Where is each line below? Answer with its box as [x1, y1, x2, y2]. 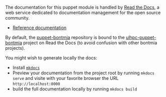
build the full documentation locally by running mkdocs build [12, 86, 137, 92]
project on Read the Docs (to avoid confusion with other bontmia [23, 40, 157, 46]
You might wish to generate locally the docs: [5, 55, 97, 61]
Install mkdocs [12, 65, 40, 70]
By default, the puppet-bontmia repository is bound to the [5, 35, 125, 40]
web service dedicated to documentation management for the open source [5, 10, 161, 16]
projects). [5, 45, 25, 51]
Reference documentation [12, 25, 67, 31]
